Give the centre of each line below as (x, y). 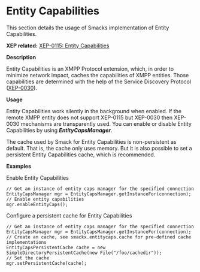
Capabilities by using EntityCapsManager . (59, 130)
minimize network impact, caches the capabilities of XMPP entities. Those (98, 75)
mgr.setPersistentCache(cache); (46, 263)
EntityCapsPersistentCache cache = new (56, 247)
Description (21, 57)
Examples (19, 166)
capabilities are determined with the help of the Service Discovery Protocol (99, 81)
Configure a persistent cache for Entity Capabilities (69, 215)
